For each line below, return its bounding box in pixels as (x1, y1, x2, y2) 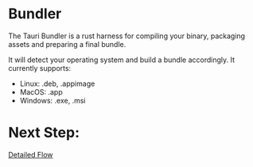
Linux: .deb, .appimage (19, 79, 95, 88)
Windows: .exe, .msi (19, 95, 86, 105)
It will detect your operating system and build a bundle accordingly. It (8, 55, 235, 64)
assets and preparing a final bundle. (8, 39, 127, 49)
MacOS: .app (19, 87, 63, 96)
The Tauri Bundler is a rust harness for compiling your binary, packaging (8, 31, 245, 41)
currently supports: (8, 63, 72, 72)
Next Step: (8, 124, 80, 142)
